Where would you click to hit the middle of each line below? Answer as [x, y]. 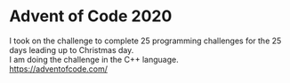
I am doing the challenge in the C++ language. [94, 59]
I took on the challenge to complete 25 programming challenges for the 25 [145, 41]
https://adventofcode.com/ [59, 69]
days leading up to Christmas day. [72, 49]
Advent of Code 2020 [91, 16]
